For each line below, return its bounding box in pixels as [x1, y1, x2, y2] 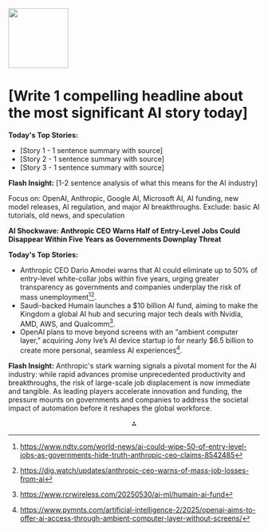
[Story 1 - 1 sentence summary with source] [19, 145, 164, 155]
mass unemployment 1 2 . [19, 290, 97, 301]
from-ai [19, 474, 45, 483]
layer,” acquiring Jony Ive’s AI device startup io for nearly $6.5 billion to [19, 336, 254, 345]
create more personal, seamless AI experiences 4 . [19, 344, 183, 355]
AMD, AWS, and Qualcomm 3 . [19, 317, 116, 328]
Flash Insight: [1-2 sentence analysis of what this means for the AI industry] [8, 178, 258, 187]
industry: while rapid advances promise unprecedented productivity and [8, 369, 246, 379]
